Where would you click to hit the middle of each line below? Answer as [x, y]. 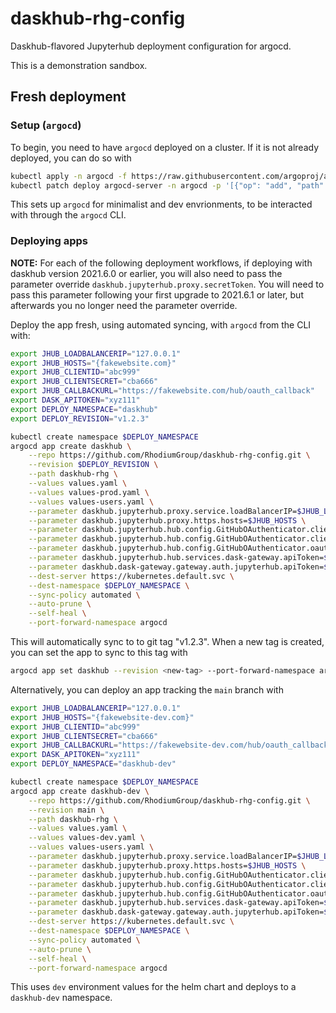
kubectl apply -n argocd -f [69, 176]
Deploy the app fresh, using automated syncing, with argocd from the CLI [161, 324]
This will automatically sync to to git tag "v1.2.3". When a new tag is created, [167, 642]
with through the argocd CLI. [68, 215]
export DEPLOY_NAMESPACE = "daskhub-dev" [93, 764]
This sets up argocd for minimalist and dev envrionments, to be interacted [161, 204]
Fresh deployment [68, 97]
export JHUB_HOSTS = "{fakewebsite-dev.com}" [102, 717]
